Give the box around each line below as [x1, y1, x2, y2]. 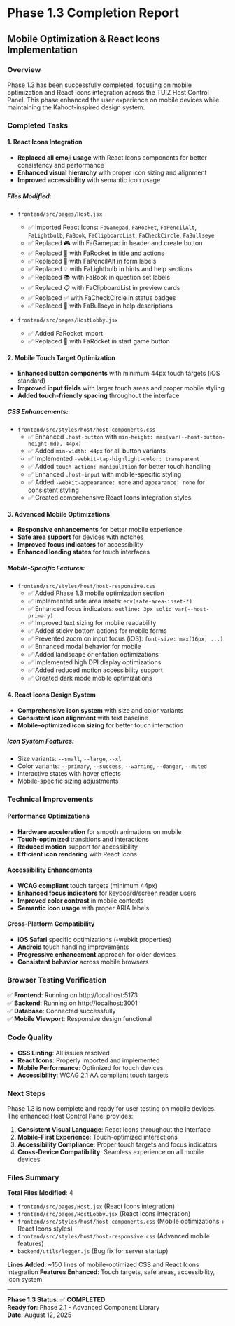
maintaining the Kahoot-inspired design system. [7, 103, 145, 111]
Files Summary [7, 1173, 59, 1182]
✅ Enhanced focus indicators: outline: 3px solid [27, 605, 172, 613]
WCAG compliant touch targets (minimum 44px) [17, 881, 158, 889]
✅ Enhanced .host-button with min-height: [27, 432, 154, 441]
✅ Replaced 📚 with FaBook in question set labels [27, 273, 170, 281]
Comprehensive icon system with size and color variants [17, 706, 184, 714]
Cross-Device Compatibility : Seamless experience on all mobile [17, 1147, 204, 1156]
